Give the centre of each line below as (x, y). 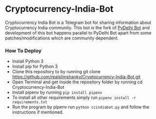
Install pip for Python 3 (35, 66)
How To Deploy (23, 51)
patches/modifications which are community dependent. (62, 38)
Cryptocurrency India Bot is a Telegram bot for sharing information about (78, 22)
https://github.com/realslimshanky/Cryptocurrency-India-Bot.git (76, 77)
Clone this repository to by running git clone (56, 72)
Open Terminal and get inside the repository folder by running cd (77, 82)
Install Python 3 (28, 61)
